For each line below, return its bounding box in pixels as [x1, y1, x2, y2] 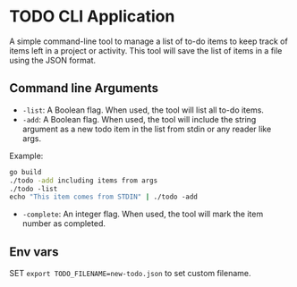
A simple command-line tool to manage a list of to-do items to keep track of [9, 36, 288, 46]
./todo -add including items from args [9, 176, 158, 185]
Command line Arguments [9, 80, 159, 96]
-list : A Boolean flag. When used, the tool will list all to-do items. [21, 105, 264, 115]
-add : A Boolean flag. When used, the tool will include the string [21, 114, 257, 124]
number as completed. [21, 218, 106, 229]
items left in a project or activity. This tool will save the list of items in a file [9, 45, 283, 55]
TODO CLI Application [9, 6, 175, 27]
